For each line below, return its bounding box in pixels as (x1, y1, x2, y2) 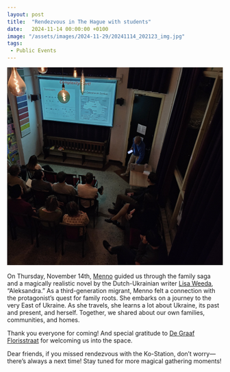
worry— (192, 349, 216, 358)
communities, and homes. (7, 316, 80, 324)
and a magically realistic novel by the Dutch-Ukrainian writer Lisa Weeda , (7, 279, 214, 288)
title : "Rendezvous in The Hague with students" (7, 18, 152, 25)
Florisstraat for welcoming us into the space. (7, 336, 133, 345)
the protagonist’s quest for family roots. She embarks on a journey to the (7, 294, 212, 302)
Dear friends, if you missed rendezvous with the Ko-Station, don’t (7, 349, 192, 358)
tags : (7, 40, 23, 47)
